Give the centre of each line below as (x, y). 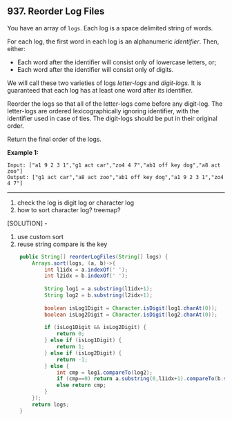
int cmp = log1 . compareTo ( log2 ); (105, 373)
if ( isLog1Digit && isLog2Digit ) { (95, 328)
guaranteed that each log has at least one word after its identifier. (100, 90)
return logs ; (51, 404)
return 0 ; (70, 334)
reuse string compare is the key (62, 244)
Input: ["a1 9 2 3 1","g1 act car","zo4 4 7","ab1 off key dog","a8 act (114, 165)
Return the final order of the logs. (55, 139)
